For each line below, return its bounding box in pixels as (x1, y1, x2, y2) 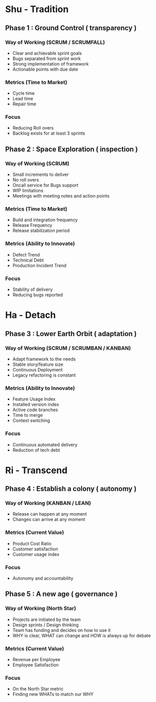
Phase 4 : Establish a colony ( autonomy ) (5, 485, 137, 493)
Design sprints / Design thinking (12, 621, 79, 628)
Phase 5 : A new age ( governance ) (5, 590, 118, 598)
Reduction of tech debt (12, 447, 60, 453)
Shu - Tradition (5, 4, 69, 15)
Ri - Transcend (5, 465, 68, 476)
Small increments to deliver (12, 171, 69, 177)
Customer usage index (12, 551, 60, 557)
